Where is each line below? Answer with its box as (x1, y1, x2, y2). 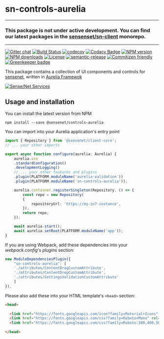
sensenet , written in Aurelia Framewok (5, 74, 82, 80)
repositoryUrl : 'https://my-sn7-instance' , (31, 201, 121, 206)
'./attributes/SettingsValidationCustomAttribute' (14, 275, 119, 280)
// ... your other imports (5, 143, 60, 147)
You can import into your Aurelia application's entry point (5, 129, 120, 135)
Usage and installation (5, 97, 75, 106)
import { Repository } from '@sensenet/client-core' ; (5, 138, 117, 143)
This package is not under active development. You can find (5, 27, 150, 34)
